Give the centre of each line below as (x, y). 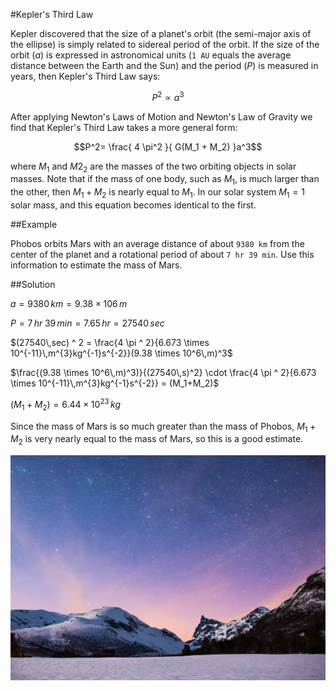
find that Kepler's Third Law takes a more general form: (124, 127)
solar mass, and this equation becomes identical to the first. (133, 205)
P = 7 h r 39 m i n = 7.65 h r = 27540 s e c (87, 323)
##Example (34, 225)
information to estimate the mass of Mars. (96, 265)
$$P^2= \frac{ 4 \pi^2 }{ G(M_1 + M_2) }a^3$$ (168, 146)
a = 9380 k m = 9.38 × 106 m (69, 304)
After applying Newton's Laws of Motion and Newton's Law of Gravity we (161, 116)
